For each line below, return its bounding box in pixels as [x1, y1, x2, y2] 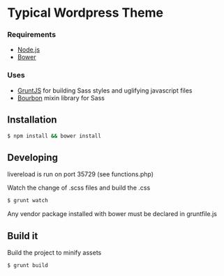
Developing [7, 151, 58, 163]
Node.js [17, 45, 40, 54]
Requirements [7, 30, 57, 40]
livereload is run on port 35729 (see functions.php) [7, 170, 154, 178]
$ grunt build [7, 261, 49, 269]
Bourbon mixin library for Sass [17, 93, 105, 102]
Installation [7, 114, 57, 126]
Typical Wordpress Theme [7, 5, 164, 21]
